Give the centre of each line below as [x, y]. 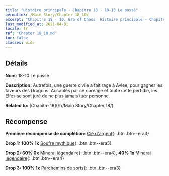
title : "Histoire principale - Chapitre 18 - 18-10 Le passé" [72, 10]
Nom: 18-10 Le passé [27, 75]
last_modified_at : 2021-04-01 [37, 24]
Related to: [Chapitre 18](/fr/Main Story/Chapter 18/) [59, 105]
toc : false [17, 38]
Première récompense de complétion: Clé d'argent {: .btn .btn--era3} [77, 134]
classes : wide [20, 43]
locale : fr [17, 29]
